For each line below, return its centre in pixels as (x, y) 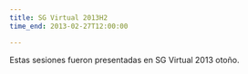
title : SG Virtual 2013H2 (58, 18)
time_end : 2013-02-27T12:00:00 (69, 26)
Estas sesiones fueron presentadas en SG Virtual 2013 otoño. (124, 60)
